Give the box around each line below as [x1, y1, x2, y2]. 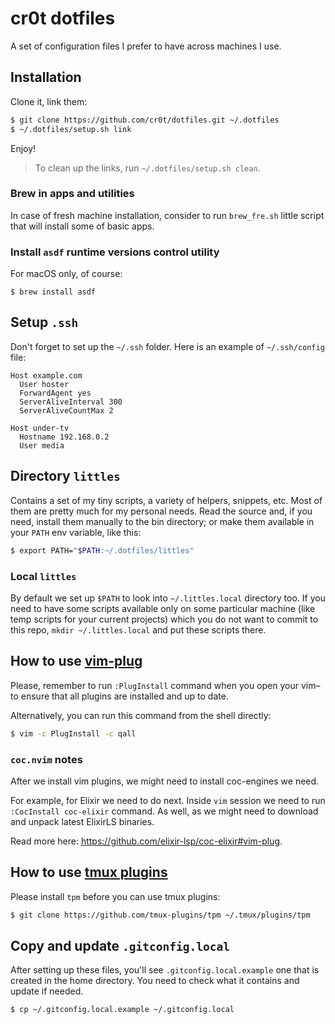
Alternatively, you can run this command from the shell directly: [10, 709, 272, 721]
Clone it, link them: [10, 95, 88, 107]
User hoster [19, 379, 70, 389]
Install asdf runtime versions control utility [10, 245, 220, 259]
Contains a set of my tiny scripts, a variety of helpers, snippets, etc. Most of [10, 494, 323, 506]
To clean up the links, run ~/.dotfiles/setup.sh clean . [34, 162, 261, 174]
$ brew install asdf [10, 287, 97, 297]
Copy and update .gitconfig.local [10, 937, 230, 954]
